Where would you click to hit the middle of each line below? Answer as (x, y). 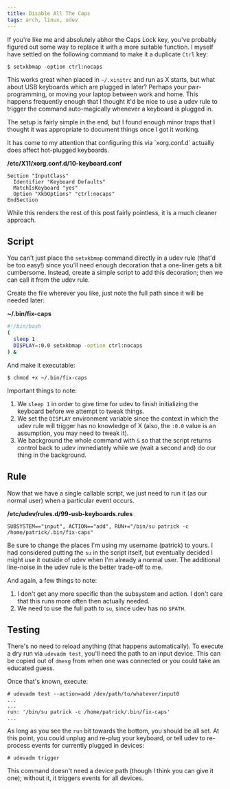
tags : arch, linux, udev (43, 20)
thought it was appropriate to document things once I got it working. (104, 129)
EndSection (23, 200)
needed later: (26, 300)
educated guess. (31, 668)
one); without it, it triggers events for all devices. (76, 778)
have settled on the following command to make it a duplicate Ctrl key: (107, 54)
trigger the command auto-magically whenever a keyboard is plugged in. (110, 109)
